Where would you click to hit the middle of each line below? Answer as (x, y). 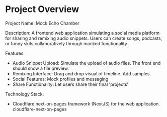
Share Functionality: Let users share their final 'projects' (70, 84)
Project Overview (42, 9)
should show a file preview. (41, 68)
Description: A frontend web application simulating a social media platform (82, 33)
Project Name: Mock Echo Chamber (42, 23)
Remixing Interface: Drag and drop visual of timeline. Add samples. (82, 73)
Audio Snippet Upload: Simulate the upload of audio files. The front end (87, 63)
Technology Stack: (25, 94)
